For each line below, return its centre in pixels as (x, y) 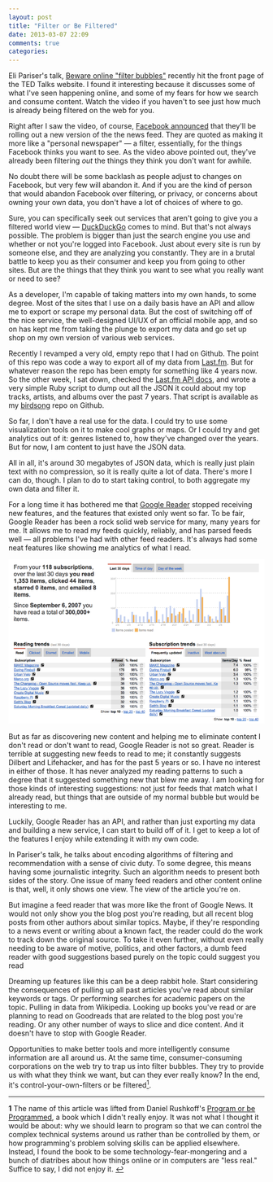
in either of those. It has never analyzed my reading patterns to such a (126, 771)
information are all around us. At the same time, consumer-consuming (126, 1057)
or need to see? (35, 279)
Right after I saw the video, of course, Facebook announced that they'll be (132, 126)
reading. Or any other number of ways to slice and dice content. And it (126, 1025)
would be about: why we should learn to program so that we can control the (135, 1126)
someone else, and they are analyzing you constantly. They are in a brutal (132, 253)
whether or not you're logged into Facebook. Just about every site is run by (135, 244)
